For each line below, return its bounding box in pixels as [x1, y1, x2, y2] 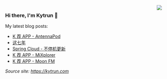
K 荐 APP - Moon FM [12, 58, 55, 64]
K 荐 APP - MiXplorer [12, 52, 56, 58]
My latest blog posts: [5, 23, 48, 29]
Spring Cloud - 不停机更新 [12, 46, 66, 52]
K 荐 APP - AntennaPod [12, 33, 61, 39]
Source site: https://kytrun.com [5, 68, 69, 74]
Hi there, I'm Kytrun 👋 [5, 12, 58, 19]
